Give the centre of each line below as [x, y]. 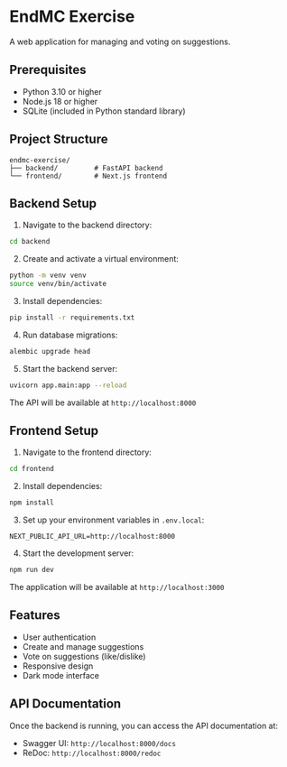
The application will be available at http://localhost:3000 [117, 587]
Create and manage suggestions [83, 646]
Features [35, 615]
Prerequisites [48, 70]
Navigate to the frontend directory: [87, 452]
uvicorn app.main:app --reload [68, 385]
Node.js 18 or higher [60, 101]
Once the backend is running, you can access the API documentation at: [143, 725]
